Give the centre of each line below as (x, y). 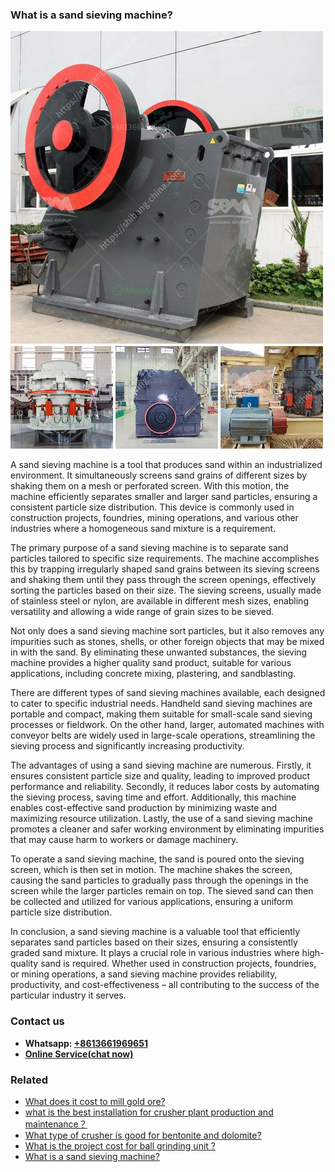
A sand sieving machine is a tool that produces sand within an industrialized (166, 465)
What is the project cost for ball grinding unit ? (120, 1145)
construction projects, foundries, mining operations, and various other (154, 518)
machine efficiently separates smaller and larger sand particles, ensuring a (164, 497)
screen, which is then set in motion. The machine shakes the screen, (151, 870)
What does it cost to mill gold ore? (95, 1101)
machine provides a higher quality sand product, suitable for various (151, 663)
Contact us (37, 1021)
